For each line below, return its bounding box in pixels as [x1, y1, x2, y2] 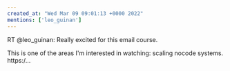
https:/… [7, 56, 31, 64]
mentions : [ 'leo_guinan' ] [7, 17, 82, 23]
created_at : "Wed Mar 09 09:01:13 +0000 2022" [7, 10, 144, 17]
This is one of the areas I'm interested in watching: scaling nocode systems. [7, 49, 223, 57]
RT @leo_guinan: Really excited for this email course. [7, 35, 158, 43]
